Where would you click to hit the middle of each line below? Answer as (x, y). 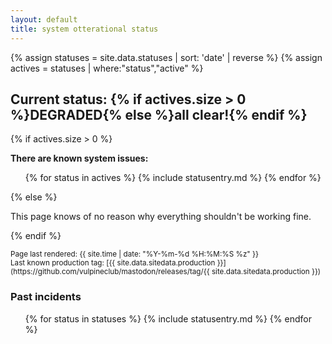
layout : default (44, 19)
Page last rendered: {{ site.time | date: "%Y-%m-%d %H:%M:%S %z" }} (134, 254)
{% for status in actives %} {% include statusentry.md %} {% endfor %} (173, 178)
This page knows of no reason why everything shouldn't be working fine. (161, 217)
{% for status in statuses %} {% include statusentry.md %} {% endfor (168, 318)
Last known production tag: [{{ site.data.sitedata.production (113, 263)
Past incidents (46, 297)
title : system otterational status (84, 29)
